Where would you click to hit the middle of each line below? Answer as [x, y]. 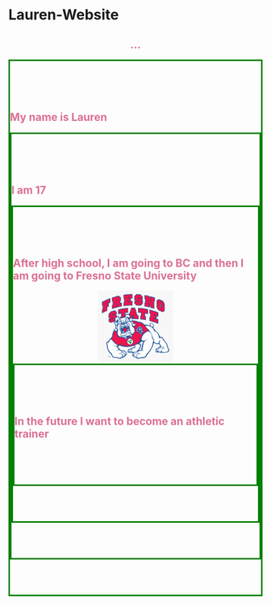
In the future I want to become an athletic [120, 422]
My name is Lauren [58, 117]
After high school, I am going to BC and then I [129, 263]
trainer [32, 434]
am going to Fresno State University [105, 276]
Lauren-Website [64, 15]
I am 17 [29, 191]
